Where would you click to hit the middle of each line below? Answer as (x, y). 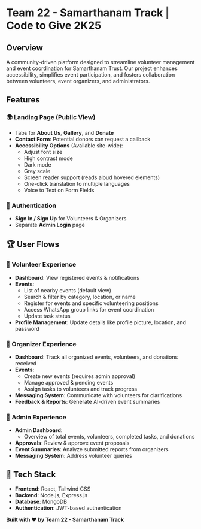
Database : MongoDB (41, 502)
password (27, 328)
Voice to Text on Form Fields (59, 190)
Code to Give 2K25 (54, 25)
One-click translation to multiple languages (77, 183)
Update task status (47, 316)
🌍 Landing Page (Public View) (51, 117)
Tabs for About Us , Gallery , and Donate (64, 132)
